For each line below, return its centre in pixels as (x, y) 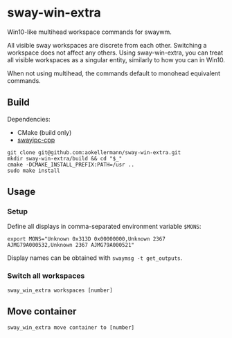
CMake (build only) (44, 132)
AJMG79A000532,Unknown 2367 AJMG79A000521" (71, 245)
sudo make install (34, 171)
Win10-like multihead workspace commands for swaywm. (89, 32)
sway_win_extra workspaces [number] (60, 290)
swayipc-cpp (36, 140)
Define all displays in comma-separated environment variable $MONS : (104, 227)
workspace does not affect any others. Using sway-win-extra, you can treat (115, 53)
